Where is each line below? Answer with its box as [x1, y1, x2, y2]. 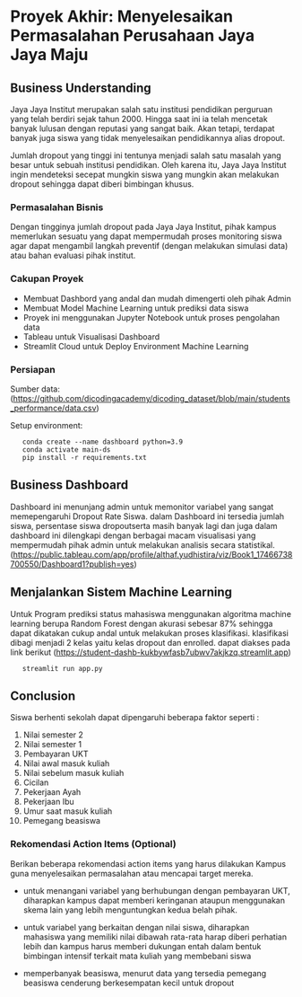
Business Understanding [10, 80, 151, 95]
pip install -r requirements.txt [22, 453, 147, 462]
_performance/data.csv [10, 402, 97, 413]
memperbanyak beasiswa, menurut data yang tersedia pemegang [22, 967, 267, 978]
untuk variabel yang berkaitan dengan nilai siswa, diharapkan [22, 922, 250, 932]
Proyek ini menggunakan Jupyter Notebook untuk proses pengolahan [22, 312, 280, 322]
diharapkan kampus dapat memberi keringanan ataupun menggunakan [22, 895, 286, 905]
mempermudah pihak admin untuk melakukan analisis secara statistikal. [10, 539, 276, 550]
